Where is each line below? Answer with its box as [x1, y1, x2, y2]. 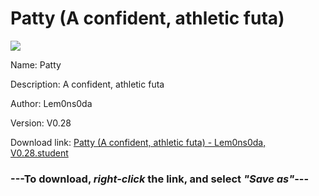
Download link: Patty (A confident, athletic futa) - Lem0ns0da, [10, 136, 267, 148]
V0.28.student [10, 147, 69, 159]
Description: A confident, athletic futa [10, 78, 165, 90]
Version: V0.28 [10, 117, 72, 129]
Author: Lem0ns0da [10, 97, 93, 109]
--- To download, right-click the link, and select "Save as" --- [10, 172, 310, 186]
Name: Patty [10, 58, 62, 71]
